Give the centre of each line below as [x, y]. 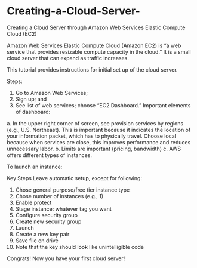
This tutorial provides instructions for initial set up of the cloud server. [92, 69]
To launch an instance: [35, 167]
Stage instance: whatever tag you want [64, 209]
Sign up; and [31, 99]
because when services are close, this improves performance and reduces [99, 142]
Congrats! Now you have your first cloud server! [66, 258]
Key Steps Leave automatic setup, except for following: [75, 178]
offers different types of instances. [49, 155]
